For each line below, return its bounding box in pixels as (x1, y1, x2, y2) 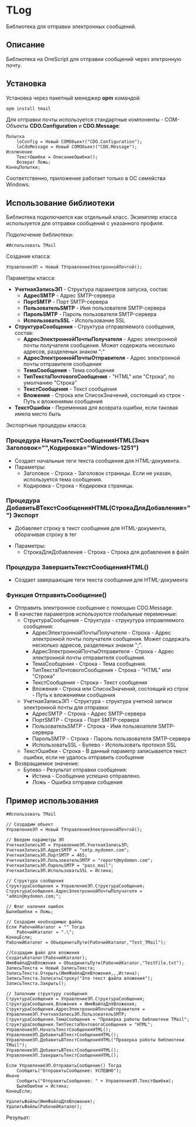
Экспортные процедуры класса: (6, 422, 87, 429)
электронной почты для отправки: (23, 704, 109, 711)
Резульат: (6, 1114, 30, 1121)
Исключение (6, 149, 33, 155)
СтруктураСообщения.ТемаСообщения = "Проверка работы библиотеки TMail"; (6, 1017, 190, 1023)
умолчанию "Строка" (23, 379, 77, 386)
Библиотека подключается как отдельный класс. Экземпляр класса (6, 213, 177, 220)
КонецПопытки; (6, 165, 41, 171)
